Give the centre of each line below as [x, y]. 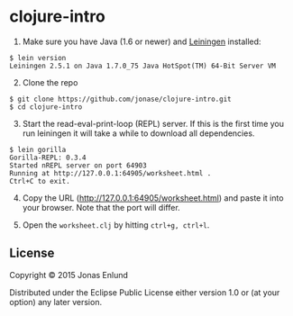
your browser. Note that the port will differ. [101, 207]
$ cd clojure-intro [46, 107]
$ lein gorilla [38, 149]
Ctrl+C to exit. [40, 181]
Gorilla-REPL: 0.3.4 [48, 158]
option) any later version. [55, 302]
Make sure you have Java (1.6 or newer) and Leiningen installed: [142, 41]
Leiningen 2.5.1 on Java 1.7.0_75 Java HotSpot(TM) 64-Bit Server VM [143, 66]
